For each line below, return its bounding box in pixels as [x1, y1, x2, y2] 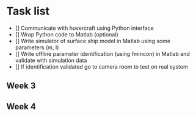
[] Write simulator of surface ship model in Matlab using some [15, 37, 171, 44]
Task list [6, 4, 50, 18]
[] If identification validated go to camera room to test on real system [15, 63, 188, 70]
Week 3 [6, 81, 36, 91]
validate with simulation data [15, 56, 87, 64]
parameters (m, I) [15, 44, 59, 51]
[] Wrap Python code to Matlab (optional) [15, 30, 118, 38]
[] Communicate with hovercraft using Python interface [15, 24, 154, 32]
